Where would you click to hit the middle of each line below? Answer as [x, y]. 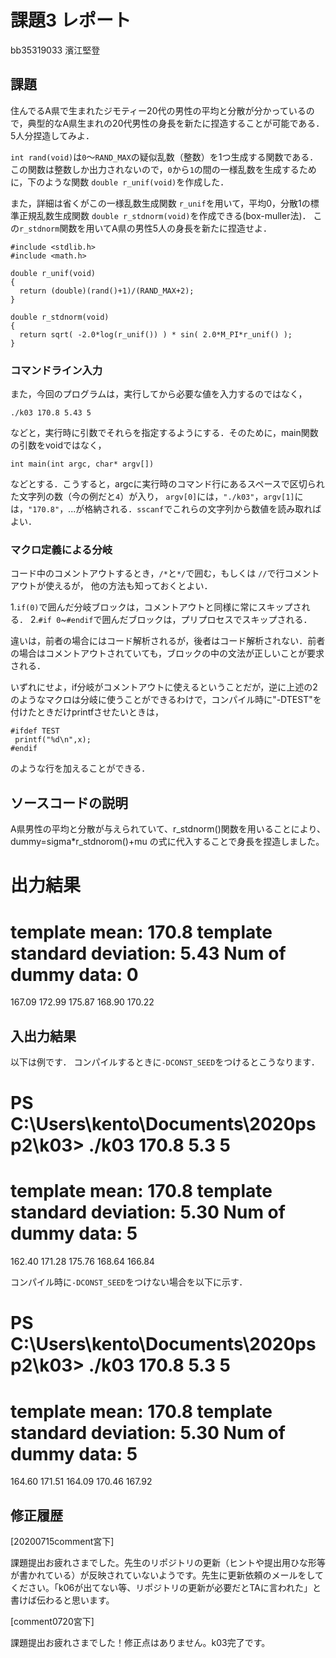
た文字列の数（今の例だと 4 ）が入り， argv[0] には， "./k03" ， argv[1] [152, 497]
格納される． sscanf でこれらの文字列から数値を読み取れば [203, 509]
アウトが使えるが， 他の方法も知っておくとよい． [111, 586]
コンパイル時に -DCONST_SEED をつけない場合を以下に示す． [129, 1282]
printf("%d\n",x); [53, 740]
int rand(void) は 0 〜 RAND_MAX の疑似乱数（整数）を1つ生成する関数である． [164, 157]
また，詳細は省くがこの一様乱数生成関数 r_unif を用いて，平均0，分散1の [160, 203]
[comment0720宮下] [52, 1622]
